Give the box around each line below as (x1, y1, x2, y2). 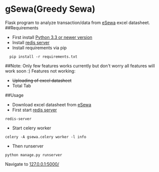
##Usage (5, 92, 24, 98)
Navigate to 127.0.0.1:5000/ (5, 161, 60, 167)
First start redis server (12, 107, 57, 113)
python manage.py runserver (5, 152, 63, 157)
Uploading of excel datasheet (12, 77, 72, 83)
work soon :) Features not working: (5, 68, 76, 74)
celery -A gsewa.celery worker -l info (5, 134, 87, 139)
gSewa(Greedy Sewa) (5, 3, 95, 15)
